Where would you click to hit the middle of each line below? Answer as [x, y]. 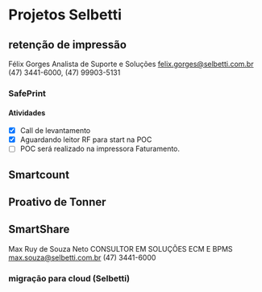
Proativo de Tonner [57, 202]
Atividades [27, 113]
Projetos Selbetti [65, 15]
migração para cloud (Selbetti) [69, 278]
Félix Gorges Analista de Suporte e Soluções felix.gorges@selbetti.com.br [131, 64]
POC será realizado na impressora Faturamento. [100, 149]
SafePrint [27, 93]
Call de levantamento [55, 131]
